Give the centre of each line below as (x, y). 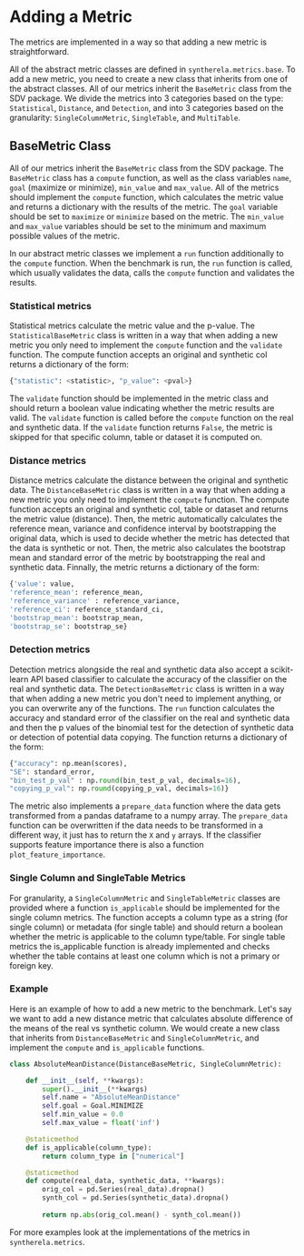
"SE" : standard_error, (52, 772)
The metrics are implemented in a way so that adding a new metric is (138, 42)
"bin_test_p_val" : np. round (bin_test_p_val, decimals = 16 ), (126, 780)
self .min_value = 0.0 (83, 1115)
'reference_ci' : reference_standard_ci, (87, 609)
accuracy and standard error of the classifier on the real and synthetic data (150, 718)
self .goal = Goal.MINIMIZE (93, 1106)
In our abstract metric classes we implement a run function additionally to (147, 253)
